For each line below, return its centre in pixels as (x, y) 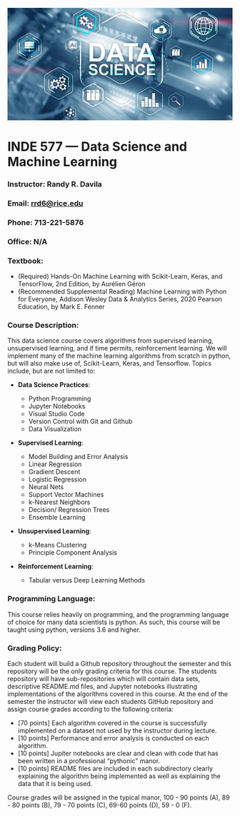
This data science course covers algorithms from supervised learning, (111, 341)
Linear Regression (55, 464)
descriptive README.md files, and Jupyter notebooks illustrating (102, 687)
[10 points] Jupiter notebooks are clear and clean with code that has (118, 753)
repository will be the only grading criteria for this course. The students (112, 671)
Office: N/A (27, 241)
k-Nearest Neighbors (59, 502)
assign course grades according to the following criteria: (90, 709)
